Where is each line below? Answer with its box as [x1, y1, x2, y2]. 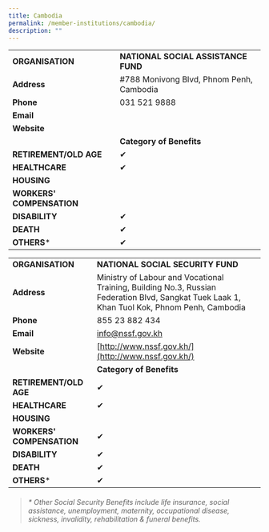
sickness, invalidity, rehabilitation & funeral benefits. [27, 514, 202, 524]
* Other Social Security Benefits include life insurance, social [27, 497, 230, 506]
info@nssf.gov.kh [96, 328, 163, 339]
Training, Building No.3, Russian [96, 282, 217, 293]
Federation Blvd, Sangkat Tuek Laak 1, [96, 292, 242, 303]
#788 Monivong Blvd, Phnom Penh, [119, 74, 254, 85]
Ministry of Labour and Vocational [96, 272, 224, 283]
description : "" [8, 26, 62, 34]
